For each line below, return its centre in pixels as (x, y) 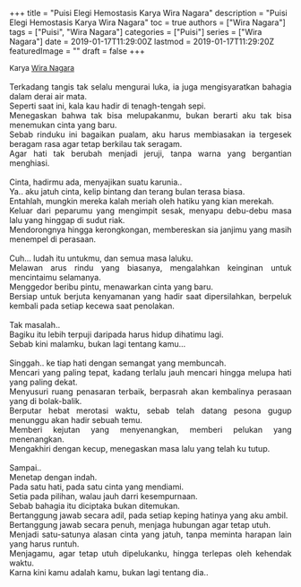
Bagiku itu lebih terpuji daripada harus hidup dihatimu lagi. (116, 334)
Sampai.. (26, 468)
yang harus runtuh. (44, 544)
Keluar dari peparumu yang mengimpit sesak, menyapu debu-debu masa (150, 211)
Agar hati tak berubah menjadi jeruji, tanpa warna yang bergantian (150, 153)
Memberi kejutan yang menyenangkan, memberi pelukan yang (150, 430)
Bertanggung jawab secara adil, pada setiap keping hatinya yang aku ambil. (149, 515)
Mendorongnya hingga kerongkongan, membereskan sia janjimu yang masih (150, 229)
